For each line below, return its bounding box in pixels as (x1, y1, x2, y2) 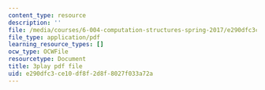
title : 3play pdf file (8, 63, 83, 70)
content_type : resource (8, 11, 87, 20)
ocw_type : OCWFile (8, 48, 69, 56)
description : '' (8, 19, 62, 27)
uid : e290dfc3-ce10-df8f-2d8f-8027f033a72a (8, 70, 154, 77)
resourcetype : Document (8, 56, 87, 63)
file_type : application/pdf (8, 33, 101, 41)
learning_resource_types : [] (8, 41, 104, 49)
